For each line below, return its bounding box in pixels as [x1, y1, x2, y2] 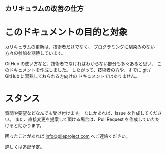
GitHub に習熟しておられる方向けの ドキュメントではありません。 [5, 73, 140, 79]
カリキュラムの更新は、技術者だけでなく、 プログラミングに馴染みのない [5, 44, 155, 50]
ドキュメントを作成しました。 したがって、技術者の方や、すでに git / [9, 67, 151, 73]
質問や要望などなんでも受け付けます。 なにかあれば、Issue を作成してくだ [5, 110, 158, 116]
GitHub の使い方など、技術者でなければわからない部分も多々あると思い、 [5, 61, 156, 67]
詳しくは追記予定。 [5, 144, 45, 150]
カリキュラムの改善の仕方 [5, 4, 84, 13]
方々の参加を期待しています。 [5, 50, 66, 56]
